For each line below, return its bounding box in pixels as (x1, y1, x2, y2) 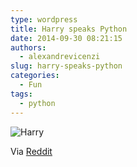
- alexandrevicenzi (19, 52, 101, 62)
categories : (10, 71, 60, 81)
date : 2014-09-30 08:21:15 (10, 33, 123, 43)
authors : (10, 42, 47, 53)
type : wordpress (10, 14, 78, 25)
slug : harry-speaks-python (10, 61, 123, 71)
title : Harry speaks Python (10, 24, 128, 34)
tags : (10, 89, 33, 99)
